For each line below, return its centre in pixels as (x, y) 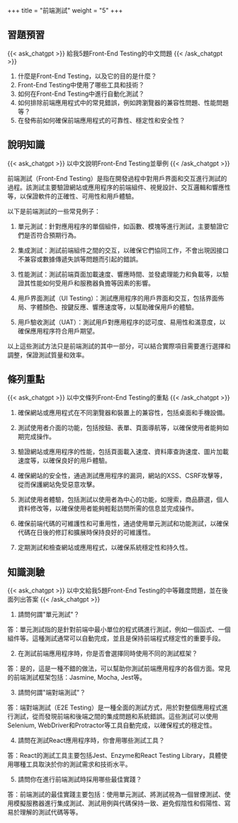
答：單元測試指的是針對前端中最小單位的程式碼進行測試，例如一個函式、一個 (119, 629)
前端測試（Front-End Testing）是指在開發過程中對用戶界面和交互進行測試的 (117, 178)
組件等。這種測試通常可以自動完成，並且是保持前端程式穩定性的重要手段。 (116, 639)
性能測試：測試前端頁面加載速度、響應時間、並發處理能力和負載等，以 (120, 274)
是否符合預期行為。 (52, 235)
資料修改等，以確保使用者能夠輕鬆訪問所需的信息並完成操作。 (108, 509)
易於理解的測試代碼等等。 (45, 812)
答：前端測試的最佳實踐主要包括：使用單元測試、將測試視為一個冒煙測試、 (116, 795)
